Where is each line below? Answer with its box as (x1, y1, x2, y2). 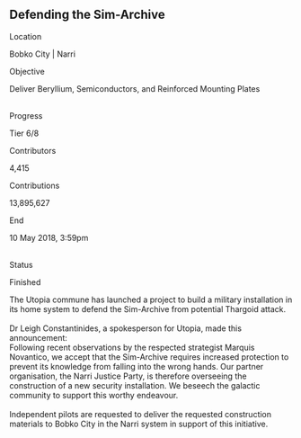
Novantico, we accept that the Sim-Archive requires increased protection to (9, 351, 289, 362)
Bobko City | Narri (9, 49, 76, 59)
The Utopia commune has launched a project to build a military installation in (9, 294, 293, 305)
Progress (9, 110, 43, 121)
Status (9, 259, 33, 270)
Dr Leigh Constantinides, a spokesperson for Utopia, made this (9, 323, 243, 334)
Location (9, 31, 42, 41)
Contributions (9, 180, 60, 191)
